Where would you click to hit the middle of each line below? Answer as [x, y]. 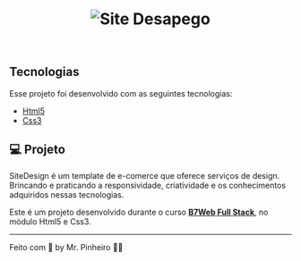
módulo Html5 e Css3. [50, 221]
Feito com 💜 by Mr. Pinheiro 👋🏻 [66, 247]
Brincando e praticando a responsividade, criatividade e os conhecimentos [148, 185]
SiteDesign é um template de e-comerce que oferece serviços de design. [145, 175]
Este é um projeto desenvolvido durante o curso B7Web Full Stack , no [139, 212]
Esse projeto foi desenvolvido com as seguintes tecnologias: [121, 93]
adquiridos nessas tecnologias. [67, 194]
